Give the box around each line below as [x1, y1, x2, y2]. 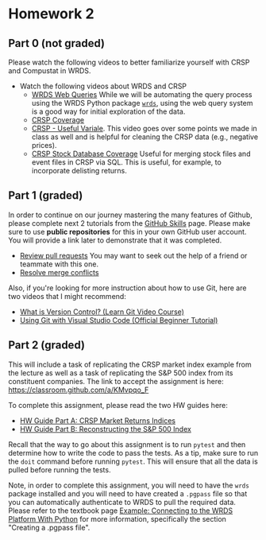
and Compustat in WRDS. [8, 66, 91, 76]
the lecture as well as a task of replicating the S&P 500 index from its [8, 367, 233, 378]
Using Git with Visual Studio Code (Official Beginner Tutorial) [19, 315, 218, 324]
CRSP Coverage [31, 115, 85, 124]
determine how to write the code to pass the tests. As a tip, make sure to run [8, 448, 259, 457]
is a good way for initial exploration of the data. [31, 107, 186, 116]
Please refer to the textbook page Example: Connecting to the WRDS [8, 506, 233, 515]
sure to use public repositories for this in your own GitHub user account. [8, 227, 247, 236]
